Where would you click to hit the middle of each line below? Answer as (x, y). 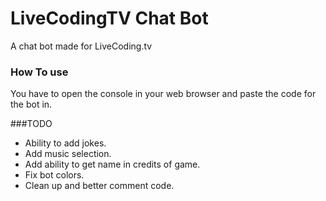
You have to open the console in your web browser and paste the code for (163, 94)
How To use (39, 72)
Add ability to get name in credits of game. (112, 164)
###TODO (31, 124)
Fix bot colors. (54, 175)
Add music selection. (68, 154)
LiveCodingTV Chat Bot (109, 18)
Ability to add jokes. (65, 143)
